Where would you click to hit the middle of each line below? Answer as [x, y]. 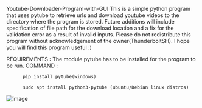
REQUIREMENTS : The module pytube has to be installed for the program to [101, 59]
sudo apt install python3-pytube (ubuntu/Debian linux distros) [106, 87]
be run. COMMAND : [32, 66]
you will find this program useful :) [49, 47]
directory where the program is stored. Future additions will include [90, 22]
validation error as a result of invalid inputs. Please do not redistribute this [99, 35]
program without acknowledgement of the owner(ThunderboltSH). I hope [98, 41]
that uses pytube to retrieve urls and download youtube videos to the [93, 15]
